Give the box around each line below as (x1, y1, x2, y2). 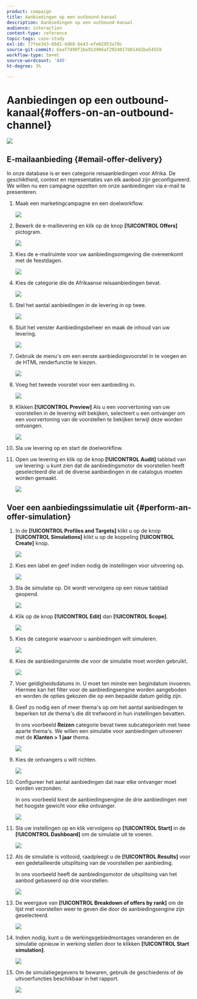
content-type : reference (6, 30, 67, 36)
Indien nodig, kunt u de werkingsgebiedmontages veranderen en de (15, 934, 179, 941)
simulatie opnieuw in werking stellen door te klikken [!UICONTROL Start (15, 940, 189, 947)
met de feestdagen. (15, 257, 63, 264)
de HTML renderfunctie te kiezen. (15, 359, 97, 366)
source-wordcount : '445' (6, 57, 67, 63)
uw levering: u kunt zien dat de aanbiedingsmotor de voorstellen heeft (15, 462, 185, 469)
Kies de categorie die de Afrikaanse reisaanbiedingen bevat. (15, 279, 162, 287)
